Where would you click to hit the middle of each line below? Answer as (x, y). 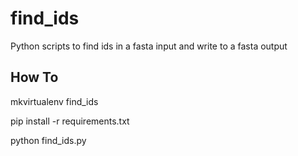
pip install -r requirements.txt (70, 121)
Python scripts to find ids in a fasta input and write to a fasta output (149, 46)
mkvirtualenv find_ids (54, 101)
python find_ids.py (48, 140)
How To (34, 77)
